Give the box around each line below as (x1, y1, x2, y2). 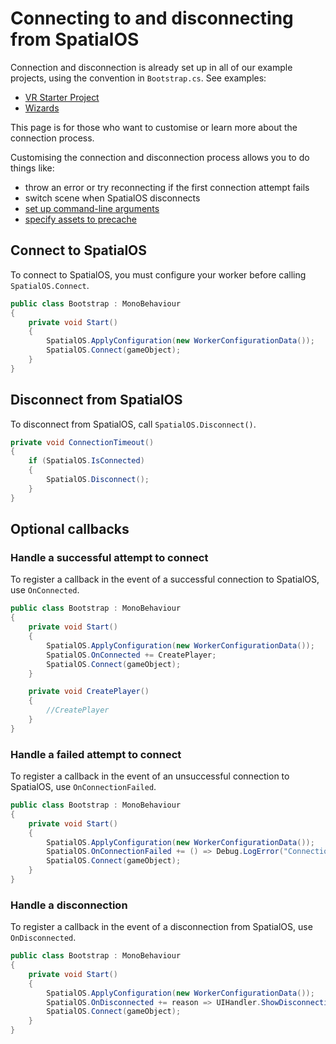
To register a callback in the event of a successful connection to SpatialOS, (10, 573, 320, 586)
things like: (10, 162, 55, 174)
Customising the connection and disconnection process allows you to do (10, 151, 310, 163)
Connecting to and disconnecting (10, 7, 294, 30)
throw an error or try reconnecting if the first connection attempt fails (24, 181, 310, 193)
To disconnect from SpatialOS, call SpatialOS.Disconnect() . (10, 418, 257, 430)
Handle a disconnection (10, 898, 128, 912)
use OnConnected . (10, 584, 80, 596)
